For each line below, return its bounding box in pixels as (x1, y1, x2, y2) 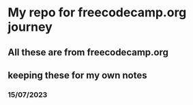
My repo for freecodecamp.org (8, 5, 187, 20)
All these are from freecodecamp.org (8, 46, 169, 58)
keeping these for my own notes (8, 70, 147, 81)
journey (8, 19, 53, 35)
